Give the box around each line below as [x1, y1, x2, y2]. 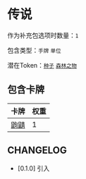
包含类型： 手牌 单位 [7, 46, 61, 54]
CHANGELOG [7, 144, 67, 156]
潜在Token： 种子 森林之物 [7, 61, 78, 69]
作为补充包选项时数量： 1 [7, 31, 79, 39]
